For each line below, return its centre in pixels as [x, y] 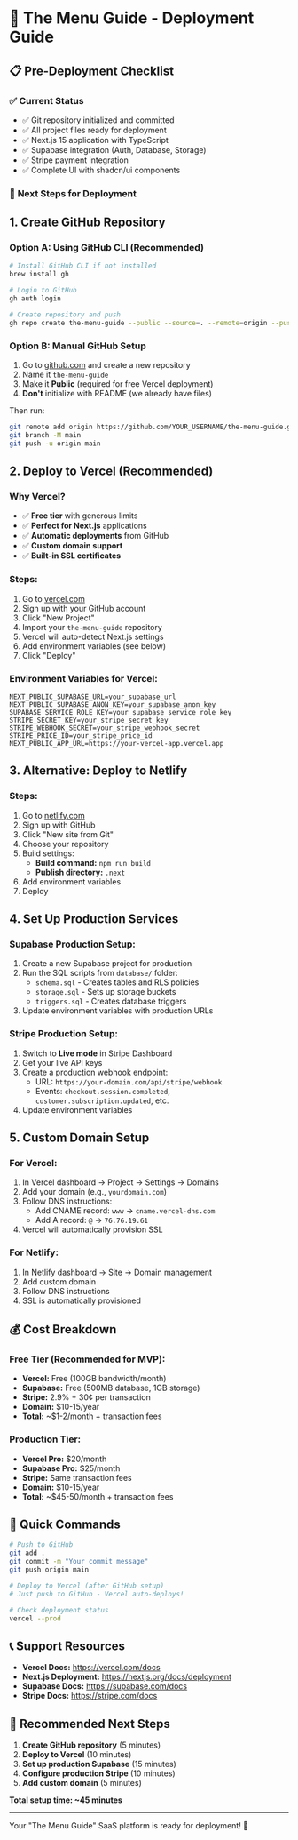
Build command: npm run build [93, 862]
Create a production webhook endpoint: [95, 1072]
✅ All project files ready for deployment [94, 130]
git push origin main [49, 1570]
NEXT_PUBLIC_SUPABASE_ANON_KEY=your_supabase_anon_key [113, 704]
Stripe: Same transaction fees [77, 1477]
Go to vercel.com [54, 598]
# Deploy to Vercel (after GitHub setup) [87, 1586]
